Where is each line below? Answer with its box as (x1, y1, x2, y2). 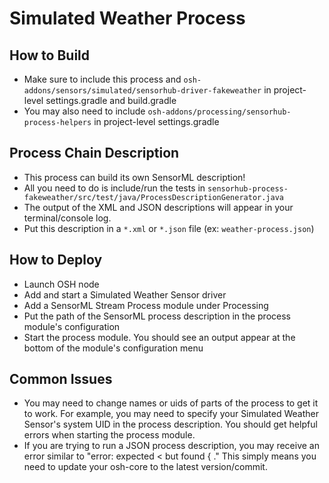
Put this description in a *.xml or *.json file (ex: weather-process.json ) (23, 222, 315, 234)
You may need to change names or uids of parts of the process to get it (23, 397, 319, 409)
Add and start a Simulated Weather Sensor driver (23, 288, 227, 301)
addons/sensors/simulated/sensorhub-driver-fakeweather (23, 86, 262, 96)
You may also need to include (23, 105, 146, 117)
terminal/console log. (23, 212, 112, 224)
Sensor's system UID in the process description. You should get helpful (23, 418, 318, 431)
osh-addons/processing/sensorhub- (147, 107, 292, 117)
